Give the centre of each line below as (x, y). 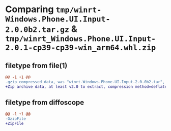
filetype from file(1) (36, 65)
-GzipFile (16, 119)
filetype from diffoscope (45, 103)
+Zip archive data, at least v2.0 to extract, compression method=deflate (86, 87)
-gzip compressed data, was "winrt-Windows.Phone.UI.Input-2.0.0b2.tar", (85, 82)
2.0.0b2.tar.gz (37, 30)
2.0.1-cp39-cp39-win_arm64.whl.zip (81, 48)
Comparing (30, 9)
